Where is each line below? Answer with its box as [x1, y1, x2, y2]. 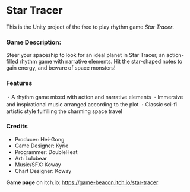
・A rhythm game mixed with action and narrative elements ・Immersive [6, 93, 183, 100]
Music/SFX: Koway [14, 161, 61, 168]
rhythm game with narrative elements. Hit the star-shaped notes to [20, 58, 183, 65]
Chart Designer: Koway [14, 167, 72, 174]
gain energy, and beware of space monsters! [6, 64, 116, 71]
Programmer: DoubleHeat [14, 148, 78, 155]
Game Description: [6, 38, 62, 46]
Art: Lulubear [14, 155, 47, 162]
